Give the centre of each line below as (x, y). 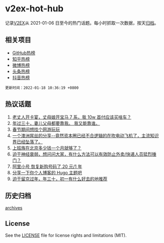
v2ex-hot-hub (34, 9)
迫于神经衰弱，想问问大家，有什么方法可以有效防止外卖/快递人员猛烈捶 (84, 154)
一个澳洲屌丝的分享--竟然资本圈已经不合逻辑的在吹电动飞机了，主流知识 (85, 135)
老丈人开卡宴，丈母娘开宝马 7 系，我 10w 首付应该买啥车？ (72, 117)
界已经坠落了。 (27, 142)
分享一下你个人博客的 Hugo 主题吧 (47, 172)
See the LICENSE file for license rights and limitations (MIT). (66, 236)
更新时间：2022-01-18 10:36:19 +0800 (42, 88)
